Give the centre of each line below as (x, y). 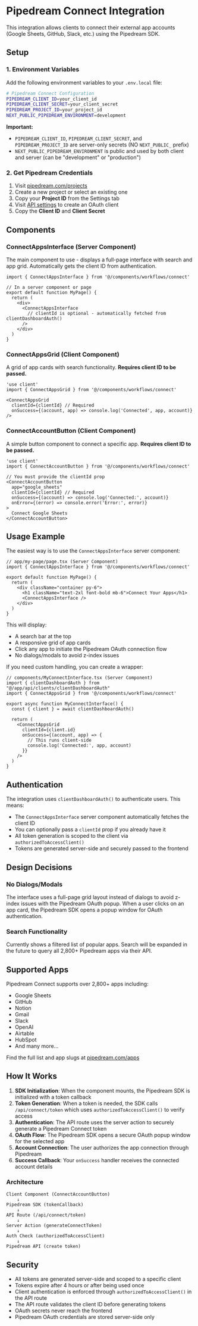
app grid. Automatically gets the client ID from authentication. (81, 266)
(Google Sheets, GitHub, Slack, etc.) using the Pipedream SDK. (83, 33)
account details (34, 1166)
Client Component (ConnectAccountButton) (58, 1194)
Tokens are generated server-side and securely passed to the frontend (102, 848)
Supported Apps (37, 970)
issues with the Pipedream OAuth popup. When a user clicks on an (102, 903)
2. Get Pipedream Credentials (50, 173)
